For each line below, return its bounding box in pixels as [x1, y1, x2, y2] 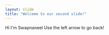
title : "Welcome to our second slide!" [5, 12, 87, 16]
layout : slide [5, 7, 34, 12]
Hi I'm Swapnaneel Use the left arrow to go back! [5, 24, 105, 30]
